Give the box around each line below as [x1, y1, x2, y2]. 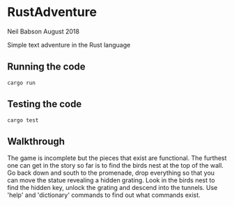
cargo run [7, 79, 36, 86]
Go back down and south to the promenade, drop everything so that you [7, 168, 214, 177]
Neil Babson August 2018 [7, 27, 80, 35]
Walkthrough [7, 135, 65, 147]
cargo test [7, 116, 39, 124]
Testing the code [7, 98, 82, 110]
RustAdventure [7, 4, 97, 20]
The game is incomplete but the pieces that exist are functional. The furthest [7, 154, 227, 162]
